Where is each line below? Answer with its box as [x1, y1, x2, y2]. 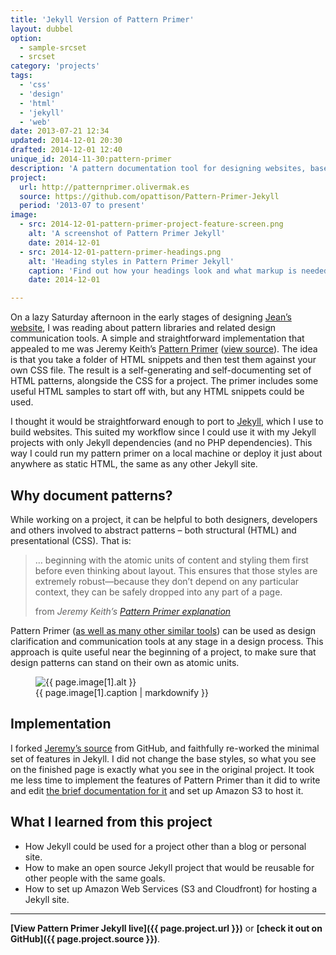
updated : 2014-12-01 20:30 [10, 136, 123, 146]
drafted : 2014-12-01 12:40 [10, 145, 123, 155]
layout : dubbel [10, 24, 74, 34]
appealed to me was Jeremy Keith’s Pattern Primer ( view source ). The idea [10, 343, 318, 355]
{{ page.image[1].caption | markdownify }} [35, 686, 209, 698]
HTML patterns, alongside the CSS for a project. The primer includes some [10, 375, 319, 387]
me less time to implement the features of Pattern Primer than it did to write [10, 774, 321, 786]
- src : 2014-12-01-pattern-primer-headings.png [19, 247, 222, 257]
